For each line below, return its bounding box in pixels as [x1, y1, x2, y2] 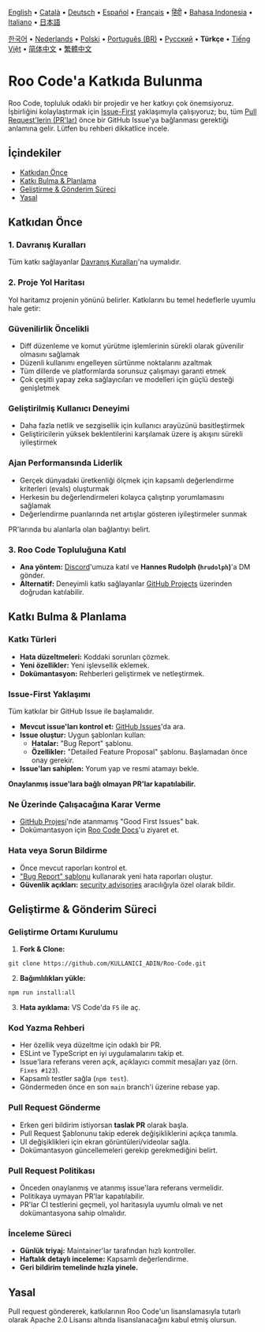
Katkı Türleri [8, 634, 57, 645]
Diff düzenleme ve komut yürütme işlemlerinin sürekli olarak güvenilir [19, 341, 244, 351]
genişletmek [19, 384, 60, 393]
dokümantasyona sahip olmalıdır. [19, 1209, 127, 1218]
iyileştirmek [19, 437, 58, 447]
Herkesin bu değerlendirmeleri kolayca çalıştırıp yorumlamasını [19, 492, 225, 501]
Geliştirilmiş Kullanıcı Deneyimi [8, 403, 130, 414]
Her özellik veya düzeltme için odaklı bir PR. [19, 1040, 162, 1050]
